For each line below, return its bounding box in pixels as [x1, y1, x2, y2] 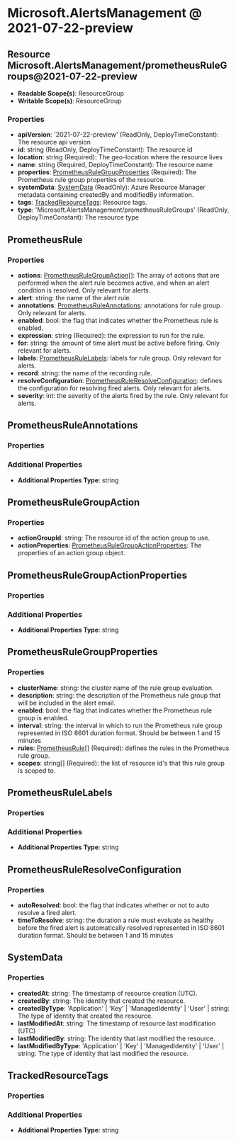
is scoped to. [17, 766, 56, 775]
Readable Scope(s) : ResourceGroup [17, 89, 125, 97]
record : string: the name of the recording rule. [17, 368, 152, 377]
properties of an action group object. [17, 549, 125, 557]
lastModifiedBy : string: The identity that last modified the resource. [17, 1034, 216, 1043]
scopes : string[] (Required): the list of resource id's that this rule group [17, 759, 225, 767]
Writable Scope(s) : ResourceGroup [17, 97, 122, 105]
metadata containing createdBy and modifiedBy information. [17, 191, 194, 199]
